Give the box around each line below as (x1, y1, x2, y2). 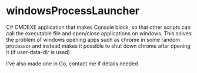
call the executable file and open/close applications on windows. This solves (6, 29, 192, 36)
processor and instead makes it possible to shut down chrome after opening (6, 42, 191, 49)
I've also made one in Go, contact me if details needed (6, 60, 138, 67)
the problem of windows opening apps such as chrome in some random (6, 36, 181, 43)
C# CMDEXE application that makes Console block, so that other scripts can (6, 24, 191, 31)
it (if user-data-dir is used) (6, 48, 71, 55)
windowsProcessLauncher (6, 4, 140, 18)
